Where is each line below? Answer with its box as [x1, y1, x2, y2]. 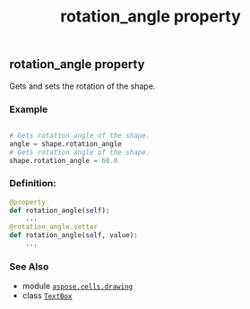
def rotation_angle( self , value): [9, 231, 139, 240]
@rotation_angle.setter [9, 222, 99, 232]
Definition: [9, 177, 56, 190]
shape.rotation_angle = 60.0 [9, 156, 118, 165]
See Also [9, 260, 49, 272]
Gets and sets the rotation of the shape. [9, 81, 156, 91]
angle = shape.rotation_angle [9, 139, 123, 149]
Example [9, 103, 48, 116]
